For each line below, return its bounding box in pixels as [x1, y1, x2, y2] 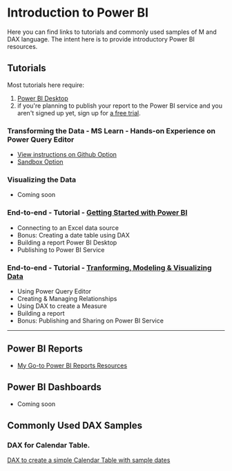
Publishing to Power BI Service [17, 245, 105, 253]
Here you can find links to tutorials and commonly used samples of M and [7, 28, 217, 36]
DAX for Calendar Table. [7, 440, 90, 450]
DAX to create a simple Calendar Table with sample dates [7, 456, 171, 464]
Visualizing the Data [7, 175, 77, 184]
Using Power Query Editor [17, 287, 92, 295]
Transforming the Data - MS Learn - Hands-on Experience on [7, 126, 216, 135]
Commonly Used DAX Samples [7, 419, 143, 431]
